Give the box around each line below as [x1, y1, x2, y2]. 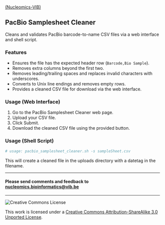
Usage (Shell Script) [5, 138, 54, 144]
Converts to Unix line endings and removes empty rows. [12, 81, 126, 87]
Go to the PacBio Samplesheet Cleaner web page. [12, 110, 114, 115]
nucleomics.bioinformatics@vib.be [5, 184, 80, 190]
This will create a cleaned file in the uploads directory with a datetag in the [5, 157, 156, 164]
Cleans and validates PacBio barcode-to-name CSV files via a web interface [5, 31, 160, 37]
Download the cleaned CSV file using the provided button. [12, 125, 130, 131]
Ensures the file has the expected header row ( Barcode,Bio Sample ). [12, 60, 150, 66]
